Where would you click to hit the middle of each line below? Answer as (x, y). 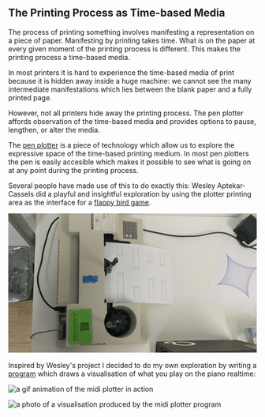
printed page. (30, 97)
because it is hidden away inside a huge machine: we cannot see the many (130, 81)
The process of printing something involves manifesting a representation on (131, 32)
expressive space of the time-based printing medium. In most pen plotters (129, 153)
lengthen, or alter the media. (54, 130)
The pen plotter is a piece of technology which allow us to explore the (121, 145)
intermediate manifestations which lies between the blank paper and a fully (130, 89)
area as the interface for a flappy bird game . (80, 202)
